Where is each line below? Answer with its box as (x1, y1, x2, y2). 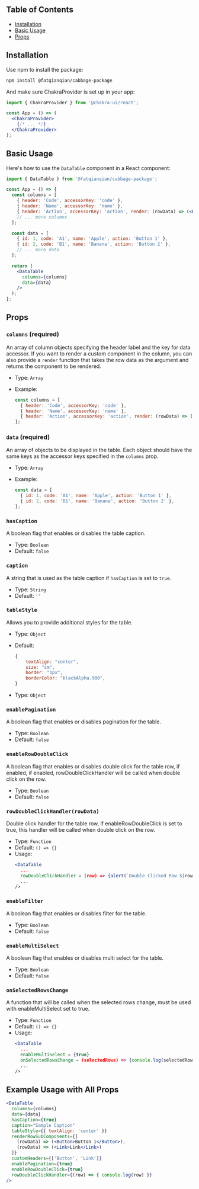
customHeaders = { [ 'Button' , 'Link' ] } (11, 1155, 102, 1162)
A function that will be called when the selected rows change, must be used (6, 999, 191, 1006)
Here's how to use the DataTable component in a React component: (6, 164, 171, 171)
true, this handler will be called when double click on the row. (6, 826, 156, 833)
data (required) (6, 433, 50, 441)
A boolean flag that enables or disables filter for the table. (6, 909, 147, 917)
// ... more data (17, 247, 60, 253)
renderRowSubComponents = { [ (11, 1133, 78, 1139)
